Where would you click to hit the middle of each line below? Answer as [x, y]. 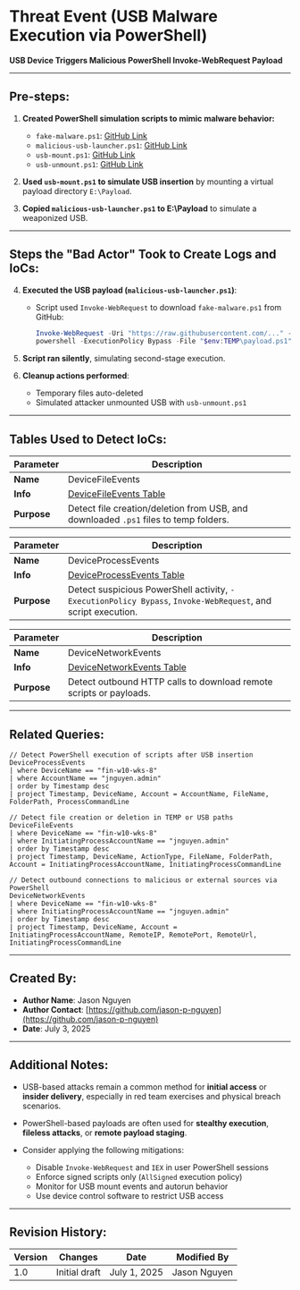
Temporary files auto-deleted [89, 393]
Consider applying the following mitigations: [103, 1150]
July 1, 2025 [136, 1272]
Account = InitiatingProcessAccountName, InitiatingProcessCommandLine [145, 864]
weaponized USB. [55, 217]
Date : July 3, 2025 [56, 1028]
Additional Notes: [59, 1065]
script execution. [103, 612]
